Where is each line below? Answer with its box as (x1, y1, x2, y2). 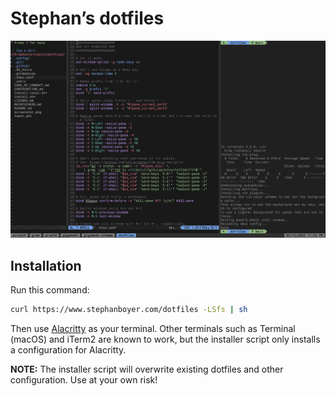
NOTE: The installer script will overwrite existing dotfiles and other (10, 363, 284, 375)
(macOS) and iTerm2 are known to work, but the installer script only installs (10, 333, 321, 345)
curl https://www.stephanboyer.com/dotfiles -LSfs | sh (10, 305, 248, 315)
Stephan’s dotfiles (10, 7, 165, 30)
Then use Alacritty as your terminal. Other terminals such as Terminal (10, 322, 296, 334)
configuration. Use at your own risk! (10, 373, 158, 386)
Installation (10, 257, 82, 274)
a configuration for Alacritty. (10, 343, 127, 356)
